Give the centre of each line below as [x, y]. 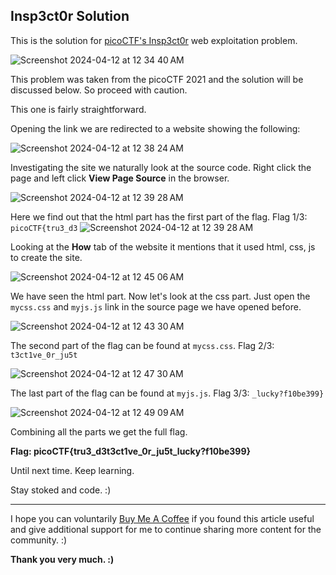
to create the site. [46, 257]
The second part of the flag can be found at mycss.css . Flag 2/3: [142, 345]
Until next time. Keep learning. [72, 470]
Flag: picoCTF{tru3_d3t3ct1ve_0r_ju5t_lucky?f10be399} [131, 451]
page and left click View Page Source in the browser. [120, 178]
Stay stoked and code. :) [61, 490]
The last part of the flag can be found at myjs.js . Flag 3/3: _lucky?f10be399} [167, 393]
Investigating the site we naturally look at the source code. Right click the [161, 167]
